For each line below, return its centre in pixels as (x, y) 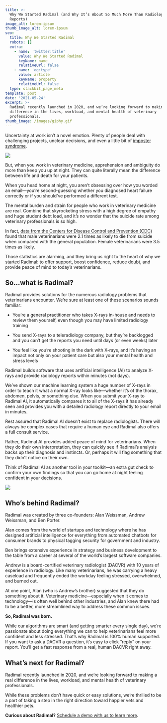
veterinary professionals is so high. (41, 221)
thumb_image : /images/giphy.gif (39, 121)
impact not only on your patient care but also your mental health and (83, 356)
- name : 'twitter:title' (40, 51)
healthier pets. (20, 706)
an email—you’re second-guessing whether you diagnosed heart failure (79, 190)
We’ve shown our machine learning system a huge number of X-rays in (78, 385)
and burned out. (22, 581)
